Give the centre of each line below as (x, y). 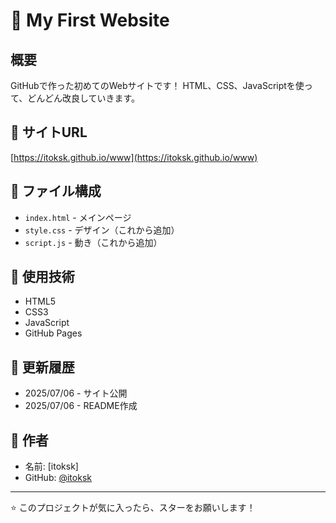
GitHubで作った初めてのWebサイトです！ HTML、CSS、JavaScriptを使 (157, 85)
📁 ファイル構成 (56, 191)
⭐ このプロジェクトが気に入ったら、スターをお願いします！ (133, 508)
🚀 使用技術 (42, 277)
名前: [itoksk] (51, 466)
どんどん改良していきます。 (84, 98)
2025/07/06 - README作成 (81, 406)
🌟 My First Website (90, 20)
